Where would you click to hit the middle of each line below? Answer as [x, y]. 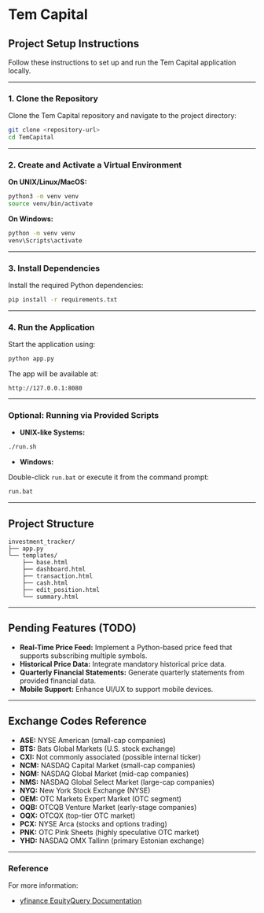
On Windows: [31, 219]
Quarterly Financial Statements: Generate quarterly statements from [132, 672]
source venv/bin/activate [50, 204]
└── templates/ [33, 556]
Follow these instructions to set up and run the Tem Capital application [122, 62]
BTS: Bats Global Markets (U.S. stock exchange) [97, 749]
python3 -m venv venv [44, 197]
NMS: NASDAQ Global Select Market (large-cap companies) [117, 782]
